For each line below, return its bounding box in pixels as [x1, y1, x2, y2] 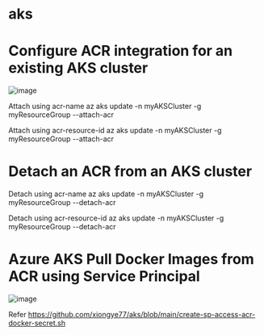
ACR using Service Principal [8, 267, 200, 286]
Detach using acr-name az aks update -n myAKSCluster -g [8, 189, 204, 199]
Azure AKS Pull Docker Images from [8, 250, 254, 269]
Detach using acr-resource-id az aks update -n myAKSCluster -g [8, 213, 224, 223]
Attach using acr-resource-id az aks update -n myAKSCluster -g [8, 126, 222, 136]
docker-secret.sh [8, 318, 66, 328]
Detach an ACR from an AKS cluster [8, 162, 253, 181]
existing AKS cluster [8, 59, 149, 77]
